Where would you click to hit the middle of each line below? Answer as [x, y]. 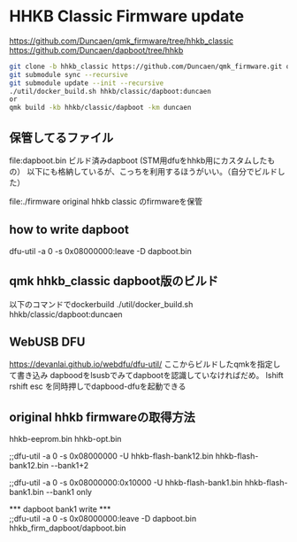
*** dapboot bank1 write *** [60, 509]
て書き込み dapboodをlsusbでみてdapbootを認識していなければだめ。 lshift [147, 376]
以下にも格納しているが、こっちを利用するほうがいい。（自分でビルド [152, 171]
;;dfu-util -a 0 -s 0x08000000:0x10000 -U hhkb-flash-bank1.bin [126, 483]
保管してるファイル [61, 138]
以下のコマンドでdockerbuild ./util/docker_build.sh [101, 304]
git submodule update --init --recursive [87, 83]
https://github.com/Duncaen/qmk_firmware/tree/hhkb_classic [122, 41]
